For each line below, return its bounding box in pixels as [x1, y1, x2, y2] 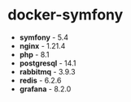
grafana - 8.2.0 [19, 83, 72, 94]
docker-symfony [7, 6, 124, 24]
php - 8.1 [19, 49, 50, 59]
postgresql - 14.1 [19, 58, 76, 68]
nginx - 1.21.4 [19, 40, 66, 50]
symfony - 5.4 [19, 32, 68, 42]
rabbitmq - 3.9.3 [19, 66, 76, 76]
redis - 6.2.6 [19, 75, 62, 85]
